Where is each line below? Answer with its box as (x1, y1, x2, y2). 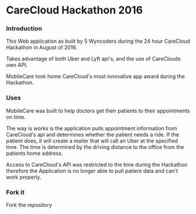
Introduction (6, 25, 42, 33)
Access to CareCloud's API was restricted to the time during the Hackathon (6, 161, 188, 168)
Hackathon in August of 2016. (6, 44, 78, 51)
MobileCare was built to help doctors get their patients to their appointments (6, 107, 190, 114)
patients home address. (6, 150, 63, 157)
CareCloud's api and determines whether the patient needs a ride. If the (6, 131, 180, 138)
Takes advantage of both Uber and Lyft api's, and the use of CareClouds (6, 55, 181, 62)
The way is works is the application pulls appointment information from (6, 124, 177, 132)
